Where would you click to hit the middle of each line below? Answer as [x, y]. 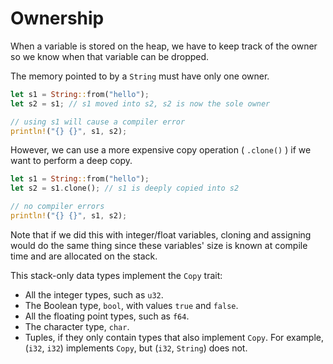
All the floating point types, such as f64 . [107, 316]
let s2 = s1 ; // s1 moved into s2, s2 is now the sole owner [140, 103]
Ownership [57, 18]
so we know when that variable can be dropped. [110, 56]
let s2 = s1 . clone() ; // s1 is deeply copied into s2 [125, 188]
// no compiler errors [57, 207]
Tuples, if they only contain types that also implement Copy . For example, [174, 337]
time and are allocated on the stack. [84, 256]
